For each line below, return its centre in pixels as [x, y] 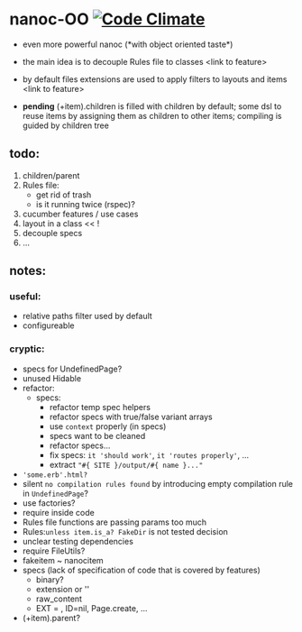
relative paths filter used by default [87, 316]
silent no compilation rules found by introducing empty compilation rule [158, 483]
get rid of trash [64, 195]
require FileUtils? [54, 551]
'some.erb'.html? [55, 475]
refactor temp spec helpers [100, 407]
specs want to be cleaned [97, 435]
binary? [50, 579]
